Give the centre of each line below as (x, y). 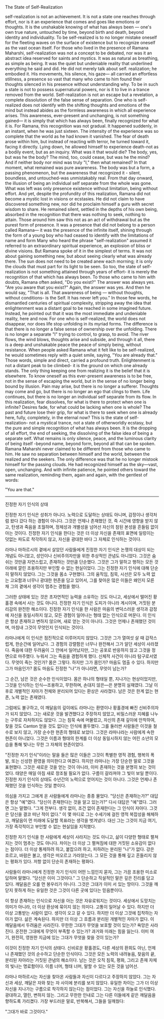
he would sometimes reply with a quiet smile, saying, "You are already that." (81, 355)
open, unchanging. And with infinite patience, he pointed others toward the (81, 470)
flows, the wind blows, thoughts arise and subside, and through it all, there (80, 339)
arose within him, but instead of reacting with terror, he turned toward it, (77, 141)
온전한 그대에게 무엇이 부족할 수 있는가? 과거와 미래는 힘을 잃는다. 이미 (82, 931)
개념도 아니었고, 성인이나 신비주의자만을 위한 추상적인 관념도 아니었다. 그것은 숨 (81, 556)
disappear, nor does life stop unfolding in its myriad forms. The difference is (81, 324)
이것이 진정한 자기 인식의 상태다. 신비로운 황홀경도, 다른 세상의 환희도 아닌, (76, 948)
